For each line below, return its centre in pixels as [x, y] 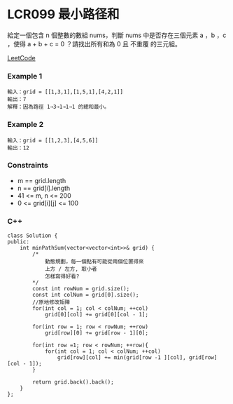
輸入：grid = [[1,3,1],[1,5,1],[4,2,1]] [65, 92]
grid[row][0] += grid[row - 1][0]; [97, 333]
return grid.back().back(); [73, 382]
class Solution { [33, 236]
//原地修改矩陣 [51, 302]
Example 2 [26, 125]
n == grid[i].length [44, 188]
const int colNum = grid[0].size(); [86, 295]
